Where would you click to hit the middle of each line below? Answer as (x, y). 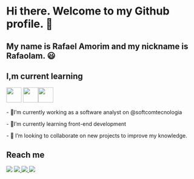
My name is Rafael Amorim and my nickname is (97, 46)
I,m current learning (45, 76)
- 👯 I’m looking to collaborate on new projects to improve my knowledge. (97, 136)
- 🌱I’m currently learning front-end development (66, 124)
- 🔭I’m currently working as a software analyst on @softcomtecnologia (94, 112)
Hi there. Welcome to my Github (88, 11)
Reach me (25, 155)
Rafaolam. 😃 (31, 56)
